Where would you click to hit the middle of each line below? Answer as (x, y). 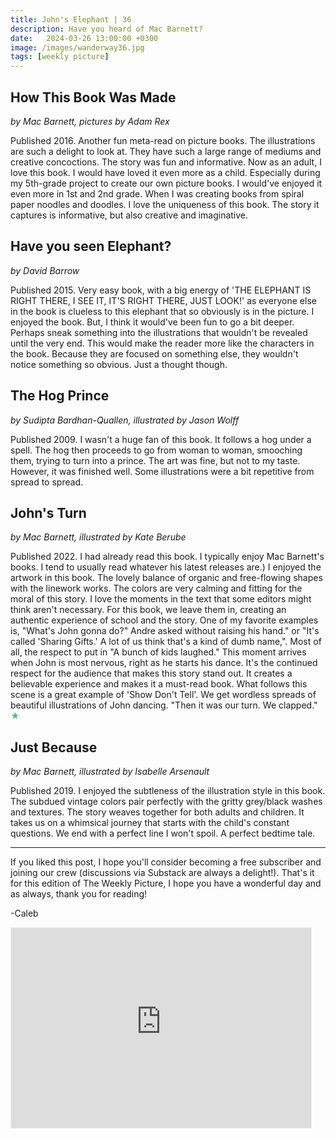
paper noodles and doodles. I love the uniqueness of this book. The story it (165, 204)
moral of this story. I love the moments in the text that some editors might (161, 599)
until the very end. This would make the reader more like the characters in (162, 343)
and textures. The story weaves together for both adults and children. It (157, 812)
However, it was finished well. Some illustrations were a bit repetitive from (162, 471)
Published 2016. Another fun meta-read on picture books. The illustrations (163, 140)
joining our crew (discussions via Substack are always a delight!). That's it (162, 873)
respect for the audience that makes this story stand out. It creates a (151, 673)
